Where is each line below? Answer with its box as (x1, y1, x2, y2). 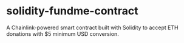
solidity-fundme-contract (6, 4, 138, 18)
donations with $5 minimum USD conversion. (6, 30, 120, 37)
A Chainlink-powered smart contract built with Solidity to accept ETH (6, 24, 179, 31)
